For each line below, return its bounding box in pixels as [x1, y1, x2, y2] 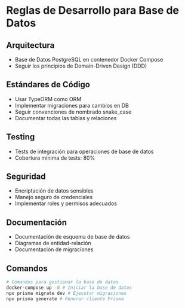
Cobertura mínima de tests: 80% [14, 154, 95, 161]
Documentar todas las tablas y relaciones [14, 114, 117, 121]
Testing [6, 132, 35, 142]
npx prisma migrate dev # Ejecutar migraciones [6, 290, 127, 296]
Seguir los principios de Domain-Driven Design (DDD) [14, 62, 147, 69]
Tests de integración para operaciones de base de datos [14, 148, 154, 155]
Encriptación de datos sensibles [14, 187, 94, 194]
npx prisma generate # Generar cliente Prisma [6, 295, 124, 302]
